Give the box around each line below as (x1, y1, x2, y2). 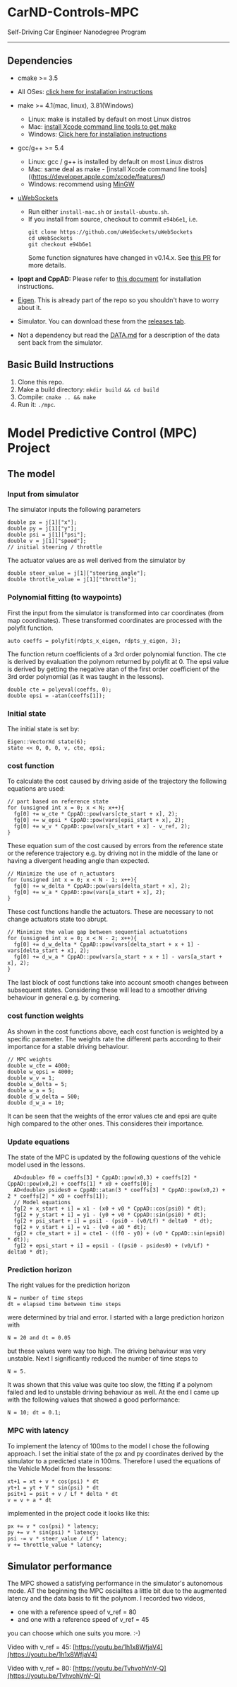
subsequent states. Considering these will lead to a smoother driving (7, 985, 207, 995)
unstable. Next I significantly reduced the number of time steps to (7, 1354, 198, 1363)
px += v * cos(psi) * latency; (7, 1523, 99, 1530)
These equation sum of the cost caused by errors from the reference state (7, 842, 224, 850)
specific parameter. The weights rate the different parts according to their (7, 1034, 221, 1043)
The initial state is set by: (7, 725, 80, 733)
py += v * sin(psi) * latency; (7, 1528, 99, 1536)
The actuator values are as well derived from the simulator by (7, 556, 186, 565)
